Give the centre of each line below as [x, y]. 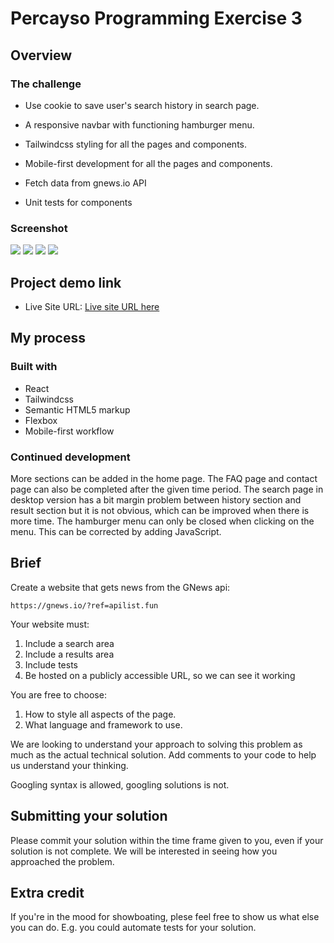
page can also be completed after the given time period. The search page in [167, 489]
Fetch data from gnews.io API [85, 183]
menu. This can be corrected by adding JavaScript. [116, 531]
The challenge [46, 84]
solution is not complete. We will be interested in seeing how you [144, 851]
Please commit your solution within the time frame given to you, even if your [167, 840]
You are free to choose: [58, 694]
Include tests [51, 664]
